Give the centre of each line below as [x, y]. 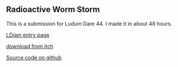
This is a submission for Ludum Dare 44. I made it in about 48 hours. [89, 23]
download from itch [30, 46]
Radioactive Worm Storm [53, 10]
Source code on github [34, 57]
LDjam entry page [28, 35]
